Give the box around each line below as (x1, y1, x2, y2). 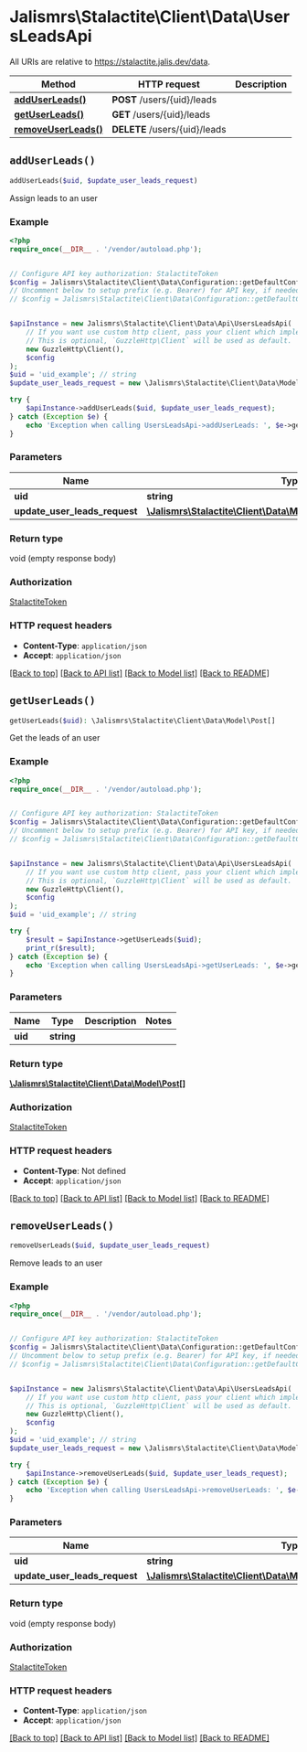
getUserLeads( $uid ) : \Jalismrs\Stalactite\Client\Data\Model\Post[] (9, 716, 276, 725)
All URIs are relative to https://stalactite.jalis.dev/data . (9, 56, 211, 67)
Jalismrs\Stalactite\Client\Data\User (9, 6, 291, 27)
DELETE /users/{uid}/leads (111, 123, 227, 135)
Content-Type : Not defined (22, 1165, 126, 1176)
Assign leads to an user (9, 192, 99, 203)
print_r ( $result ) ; (26, 944, 96, 953)
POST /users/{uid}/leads (111, 93, 217, 106)
